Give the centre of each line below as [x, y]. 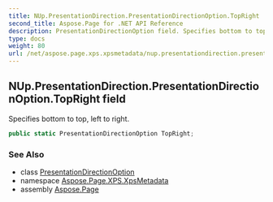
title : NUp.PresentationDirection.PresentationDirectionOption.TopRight [134, 16]
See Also [26, 154]
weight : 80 [27, 46]
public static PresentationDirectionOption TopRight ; [102, 133]
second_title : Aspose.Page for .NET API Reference [96, 24]
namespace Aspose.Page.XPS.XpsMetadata [94, 180]
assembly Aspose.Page [59, 189]
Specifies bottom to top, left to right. [69, 118]
